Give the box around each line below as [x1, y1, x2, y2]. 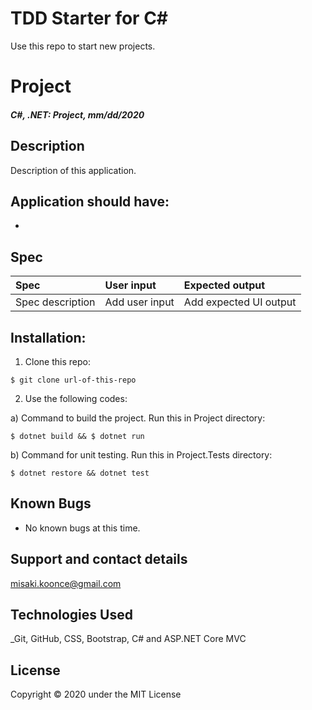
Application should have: [10, 193, 170, 210]
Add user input [104, 295, 175, 309]
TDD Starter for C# [10, 7, 169, 30]
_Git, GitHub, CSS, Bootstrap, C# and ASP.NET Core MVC [10, 633, 247, 645]
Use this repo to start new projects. [10, 40, 156, 52]
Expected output [183, 278, 266, 292]
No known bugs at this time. [24, 522, 141, 534]
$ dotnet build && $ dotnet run [10, 431, 145, 441]
